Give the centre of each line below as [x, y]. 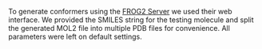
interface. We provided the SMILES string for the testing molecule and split [131, 20]
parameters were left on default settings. [75, 36]
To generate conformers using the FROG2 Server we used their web [120, 11]
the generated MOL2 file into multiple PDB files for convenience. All [119, 28]
